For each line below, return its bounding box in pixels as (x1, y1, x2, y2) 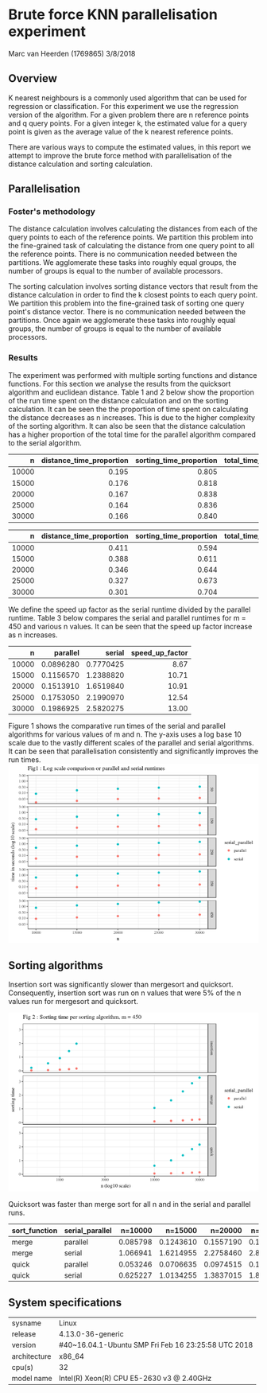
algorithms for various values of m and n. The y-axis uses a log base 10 (8, 730, 242, 739)
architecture (11, 1351, 52, 1361)
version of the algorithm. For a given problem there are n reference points (8, 110, 249, 119)
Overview (8, 72, 58, 85)
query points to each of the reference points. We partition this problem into (8, 232, 253, 242)
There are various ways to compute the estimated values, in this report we (8, 142, 252, 152)
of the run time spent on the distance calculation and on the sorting (8, 395, 229, 405)
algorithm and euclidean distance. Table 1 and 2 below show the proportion (8, 387, 254, 397)
